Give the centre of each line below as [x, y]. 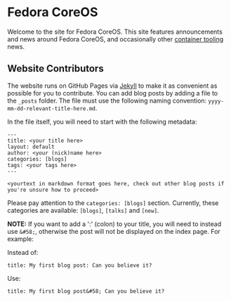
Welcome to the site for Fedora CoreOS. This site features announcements [115, 32]
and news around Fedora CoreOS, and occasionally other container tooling [115, 39]
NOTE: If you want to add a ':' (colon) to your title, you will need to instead [114, 224]
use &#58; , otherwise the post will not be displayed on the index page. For [114, 231]
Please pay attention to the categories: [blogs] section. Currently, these [113, 203]
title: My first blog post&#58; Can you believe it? [86, 291]
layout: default [31, 147]
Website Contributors [55, 68]
